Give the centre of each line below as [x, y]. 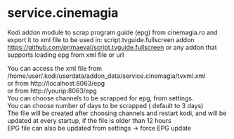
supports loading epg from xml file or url [66, 55]
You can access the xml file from [55, 68]
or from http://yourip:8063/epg [52, 91]
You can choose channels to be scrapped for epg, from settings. [101, 98]
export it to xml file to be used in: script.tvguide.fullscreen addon [101, 39]
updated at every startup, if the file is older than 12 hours [90, 120]
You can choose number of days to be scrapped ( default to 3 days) [105, 105]
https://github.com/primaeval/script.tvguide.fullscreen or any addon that [112, 47]
